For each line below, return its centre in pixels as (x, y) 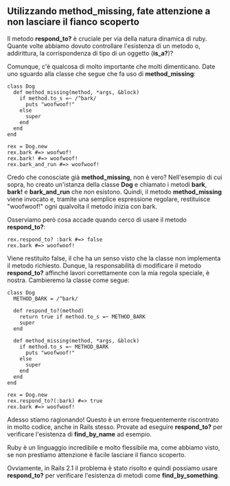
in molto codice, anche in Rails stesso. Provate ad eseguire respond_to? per (115, 427)
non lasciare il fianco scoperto (73, 22)
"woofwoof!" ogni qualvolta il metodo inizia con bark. (82, 206)
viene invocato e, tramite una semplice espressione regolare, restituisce (109, 199)
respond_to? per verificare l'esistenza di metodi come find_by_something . (113, 475)
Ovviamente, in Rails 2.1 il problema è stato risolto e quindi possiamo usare (112, 468)
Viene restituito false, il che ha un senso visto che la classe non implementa (114, 258)
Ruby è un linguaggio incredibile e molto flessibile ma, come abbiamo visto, (114, 447)
